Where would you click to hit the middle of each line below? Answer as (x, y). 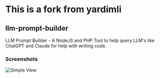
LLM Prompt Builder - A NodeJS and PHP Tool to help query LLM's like (80, 40)
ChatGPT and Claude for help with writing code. (56, 46)
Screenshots (22, 59)
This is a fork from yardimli (63, 9)
